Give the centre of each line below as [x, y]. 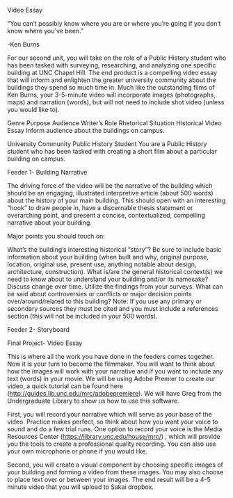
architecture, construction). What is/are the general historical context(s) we [115, 272]
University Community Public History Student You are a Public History [107, 144]
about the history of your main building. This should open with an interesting [116, 200]
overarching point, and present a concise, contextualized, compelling [106, 215]
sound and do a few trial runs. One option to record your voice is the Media [115, 429]
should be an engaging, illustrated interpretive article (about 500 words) [110, 193]
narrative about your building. [50, 223]
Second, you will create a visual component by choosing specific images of [115, 465]
